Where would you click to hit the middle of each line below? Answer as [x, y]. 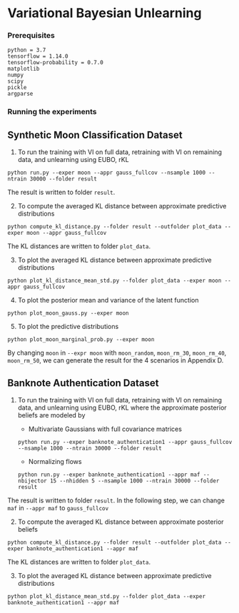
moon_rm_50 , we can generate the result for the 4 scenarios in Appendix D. [116, 360]
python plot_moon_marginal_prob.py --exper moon [81, 340]
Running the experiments [52, 112]
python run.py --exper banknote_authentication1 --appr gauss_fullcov [125, 442]
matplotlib [24, 69]
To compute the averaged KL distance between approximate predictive [122, 206]
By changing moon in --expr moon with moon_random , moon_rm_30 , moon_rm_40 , [117, 353]
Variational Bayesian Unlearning [105, 13]
